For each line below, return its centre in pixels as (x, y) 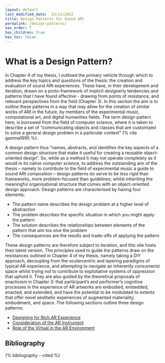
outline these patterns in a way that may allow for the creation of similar (77, 106)
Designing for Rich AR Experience (46, 317)
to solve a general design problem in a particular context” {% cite (71, 132)
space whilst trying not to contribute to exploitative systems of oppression (80, 271)
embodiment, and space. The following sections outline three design (74, 302)
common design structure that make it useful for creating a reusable (74, 153)
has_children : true (25, 33)
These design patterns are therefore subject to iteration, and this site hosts (81, 245)
